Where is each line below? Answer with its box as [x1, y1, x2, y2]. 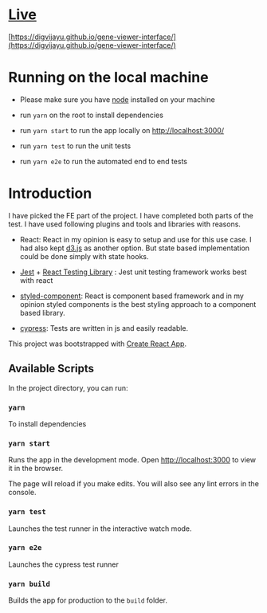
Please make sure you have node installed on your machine [19, 94, 215, 104]
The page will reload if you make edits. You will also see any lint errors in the [8, 479, 259, 489]
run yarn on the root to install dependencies [19, 110, 163, 120]
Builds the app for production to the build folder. [8, 595, 168, 605]
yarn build [8, 580, 50, 588]
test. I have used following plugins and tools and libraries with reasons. [8, 219, 241, 229]
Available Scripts [8, 362, 94, 375]
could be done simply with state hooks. [19, 251, 149, 261]
